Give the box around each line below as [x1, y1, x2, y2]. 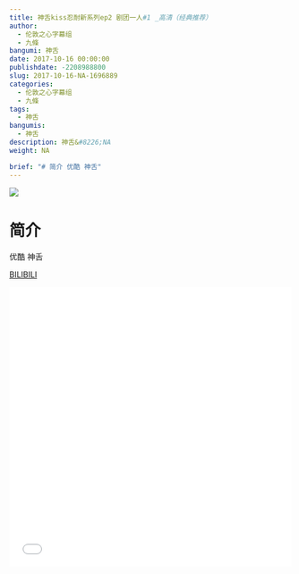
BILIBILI [9, 269, 38, 280]
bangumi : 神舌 [9, 46, 60, 55]
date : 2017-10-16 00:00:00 [9, 55, 110, 63]
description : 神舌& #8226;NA [9, 138, 112, 147]
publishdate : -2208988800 [9, 63, 106, 72]
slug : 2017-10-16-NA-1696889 [9, 72, 118, 80]
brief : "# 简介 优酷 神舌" [9, 162, 102, 171]
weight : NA [9, 146, 50, 155]
